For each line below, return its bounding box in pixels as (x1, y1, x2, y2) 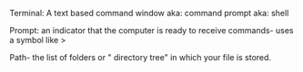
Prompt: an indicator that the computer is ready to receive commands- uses (9, 25, 294, 35)
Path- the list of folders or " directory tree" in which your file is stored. (9, 52, 271, 62)
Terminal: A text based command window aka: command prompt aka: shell (9, 8, 289, 18)
